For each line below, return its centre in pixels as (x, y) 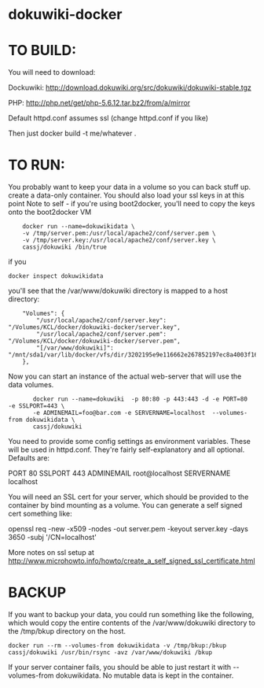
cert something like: (40, 514)
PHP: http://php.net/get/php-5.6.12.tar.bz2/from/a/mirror (99, 103)
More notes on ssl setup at (51, 553)
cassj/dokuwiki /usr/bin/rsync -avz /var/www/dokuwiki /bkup (110, 653)
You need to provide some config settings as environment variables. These (130, 442)
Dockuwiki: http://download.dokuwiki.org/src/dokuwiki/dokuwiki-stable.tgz (130, 87)
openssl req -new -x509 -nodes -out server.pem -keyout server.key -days (128, 529)
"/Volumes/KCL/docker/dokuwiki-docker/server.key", (94, 327)
